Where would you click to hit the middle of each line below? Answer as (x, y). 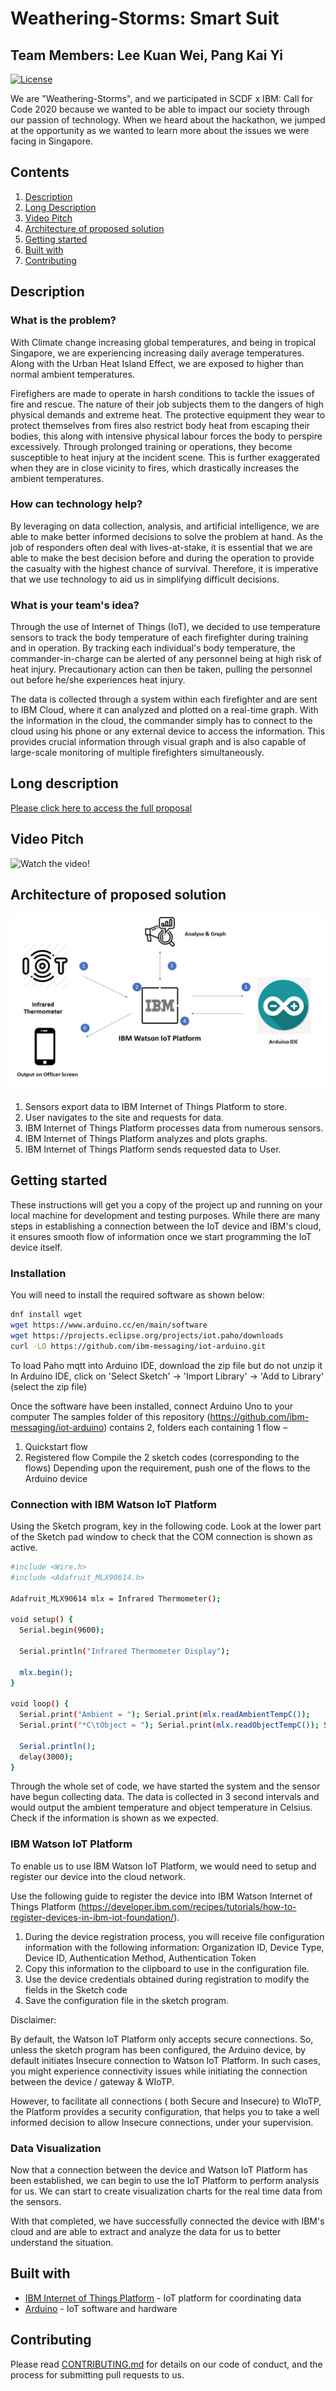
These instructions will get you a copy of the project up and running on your (166, 1204)
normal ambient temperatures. (72, 374)
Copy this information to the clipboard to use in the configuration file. (167, 1968)
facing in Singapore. (51, 141)
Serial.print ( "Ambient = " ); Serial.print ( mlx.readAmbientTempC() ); (165, 1715)
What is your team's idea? (75, 605)
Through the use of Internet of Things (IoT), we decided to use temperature (165, 627)
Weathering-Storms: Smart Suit (145, 18)
